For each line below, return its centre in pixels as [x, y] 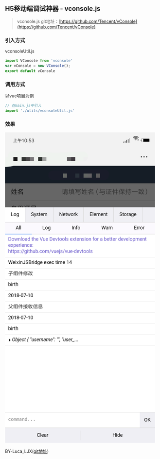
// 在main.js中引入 [23, 106]
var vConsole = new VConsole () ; [38, 66]
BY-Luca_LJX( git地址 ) [27, 451]
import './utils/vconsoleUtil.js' [40, 111]
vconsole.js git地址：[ [39, 21]
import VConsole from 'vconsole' [39, 61]
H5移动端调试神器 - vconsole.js [53, 9]
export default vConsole [30, 71]
